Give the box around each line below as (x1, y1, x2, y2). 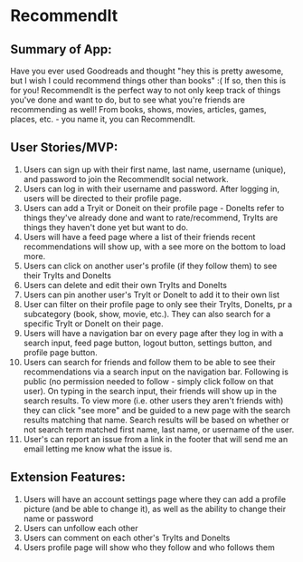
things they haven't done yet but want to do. (23, 221, 189, 232)
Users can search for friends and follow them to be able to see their (23, 356, 276, 367)
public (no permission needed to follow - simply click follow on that (23, 375, 274, 386)
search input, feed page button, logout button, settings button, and (23, 337, 272, 348)
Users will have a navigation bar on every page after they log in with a (23, 327, 284, 338)
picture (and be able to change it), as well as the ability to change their (23, 503, 287, 514)
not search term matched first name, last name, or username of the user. (23, 423, 295, 435)
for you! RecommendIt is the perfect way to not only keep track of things (10, 85, 281, 95)
